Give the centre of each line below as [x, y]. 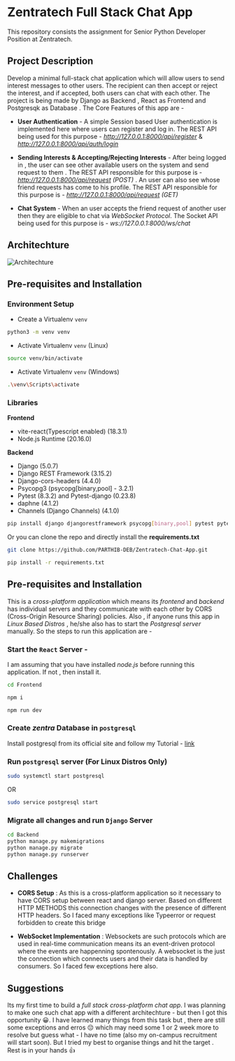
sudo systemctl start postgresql [56, 776]
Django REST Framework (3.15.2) [65, 473]
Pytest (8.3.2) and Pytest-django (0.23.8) [77, 496]
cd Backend [23, 835]
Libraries [23, 403]
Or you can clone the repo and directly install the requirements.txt [104, 537]
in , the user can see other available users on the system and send [113, 165]
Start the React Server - [48, 649]
